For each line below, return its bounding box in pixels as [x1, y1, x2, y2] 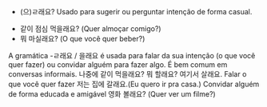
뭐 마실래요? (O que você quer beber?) [19, 34, 145, 43]
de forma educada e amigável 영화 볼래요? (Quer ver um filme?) [8, 89, 216, 98]
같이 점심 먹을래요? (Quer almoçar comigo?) [19, 24, 161, 34]
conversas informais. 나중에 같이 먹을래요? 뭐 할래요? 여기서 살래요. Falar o [8, 69, 247, 78]
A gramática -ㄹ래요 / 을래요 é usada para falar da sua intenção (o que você [8, 51, 256, 60]
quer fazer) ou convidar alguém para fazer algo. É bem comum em [8, 60, 228, 69]
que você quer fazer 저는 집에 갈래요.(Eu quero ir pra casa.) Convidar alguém [8, 79, 260, 89]
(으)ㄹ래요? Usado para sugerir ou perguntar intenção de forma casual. [19, 7, 253, 16]
